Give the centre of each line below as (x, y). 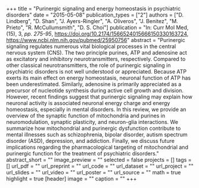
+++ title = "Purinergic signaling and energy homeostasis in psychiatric (94, 9)
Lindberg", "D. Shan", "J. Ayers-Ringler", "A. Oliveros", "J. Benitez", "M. (92, 21)
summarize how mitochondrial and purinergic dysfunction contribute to (94, 128)
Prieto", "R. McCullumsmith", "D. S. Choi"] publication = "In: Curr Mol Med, (97, 27)
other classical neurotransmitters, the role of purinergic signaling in (88, 65)
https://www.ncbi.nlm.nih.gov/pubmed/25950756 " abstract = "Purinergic (96, 40)
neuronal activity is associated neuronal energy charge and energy (88, 103)
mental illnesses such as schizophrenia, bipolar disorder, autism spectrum (97, 135)
